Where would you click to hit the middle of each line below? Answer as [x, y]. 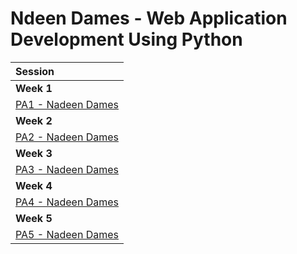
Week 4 [34, 185]
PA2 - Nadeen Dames [67, 137]
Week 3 [34, 153]
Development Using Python [126, 39]
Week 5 [34, 218]
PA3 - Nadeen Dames [67, 169]
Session [35, 71]
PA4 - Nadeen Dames [67, 202]
